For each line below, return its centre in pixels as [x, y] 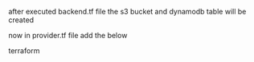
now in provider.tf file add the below [68, 35]
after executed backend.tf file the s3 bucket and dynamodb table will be [127, 12]
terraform [24, 50]
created [21, 20]
